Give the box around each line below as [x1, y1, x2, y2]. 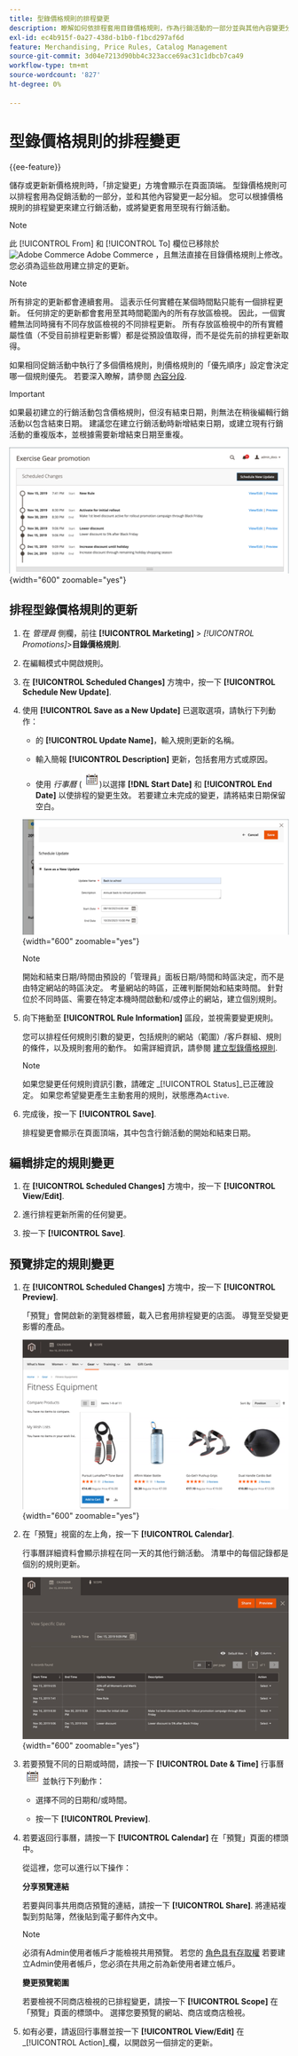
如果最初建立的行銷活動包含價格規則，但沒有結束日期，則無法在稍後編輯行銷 [9, 407, 289, 417]
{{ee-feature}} [9, 161, 62, 172]
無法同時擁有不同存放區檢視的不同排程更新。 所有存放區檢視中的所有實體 [16, 318, 284, 329]
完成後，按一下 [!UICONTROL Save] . [21, 1108, 157, 1119]
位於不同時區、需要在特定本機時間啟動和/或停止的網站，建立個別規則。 [21, 993, 282, 1004]
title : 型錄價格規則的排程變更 [9, 14, 110, 23]
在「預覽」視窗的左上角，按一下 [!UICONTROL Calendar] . [21, 1528, 235, 1540]
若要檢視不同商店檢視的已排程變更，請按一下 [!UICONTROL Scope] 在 [21, 1996, 278, 2007]
